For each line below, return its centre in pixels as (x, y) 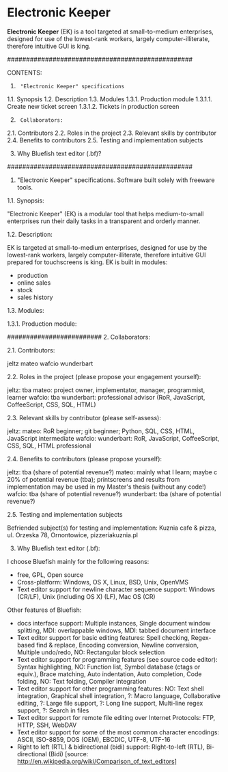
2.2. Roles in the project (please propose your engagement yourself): (104, 376)
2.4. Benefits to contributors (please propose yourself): (85, 459)
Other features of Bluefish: (44, 610)
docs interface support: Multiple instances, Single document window (114, 623)
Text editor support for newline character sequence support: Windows (116, 589)
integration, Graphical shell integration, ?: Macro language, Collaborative (118, 695)
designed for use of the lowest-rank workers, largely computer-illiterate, (109, 38)
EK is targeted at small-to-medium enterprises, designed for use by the (107, 247)
